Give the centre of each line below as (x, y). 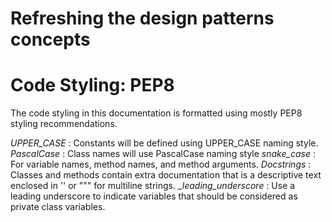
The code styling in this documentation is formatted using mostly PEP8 (156, 113)
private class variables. (58, 207)
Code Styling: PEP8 (92, 85)
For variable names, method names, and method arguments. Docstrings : (161, 164)
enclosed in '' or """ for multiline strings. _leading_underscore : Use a (153, 186)
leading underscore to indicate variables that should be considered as (154, 196)
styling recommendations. (64, 124)
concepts (50, 39)
